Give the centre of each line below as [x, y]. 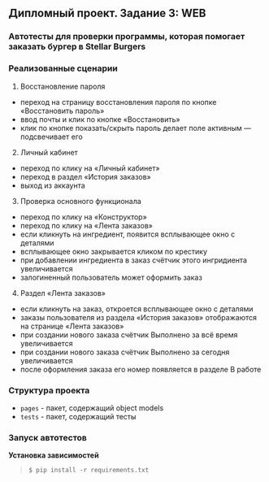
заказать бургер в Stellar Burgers [77, 46]
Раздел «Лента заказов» [63, 293]
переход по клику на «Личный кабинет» [90, 168]
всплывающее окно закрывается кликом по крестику [114, 251]
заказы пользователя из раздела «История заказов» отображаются [139, 317]
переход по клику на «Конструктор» [84, 217]
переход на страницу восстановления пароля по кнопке [118, 102]
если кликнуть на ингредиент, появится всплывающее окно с [128, 234]
